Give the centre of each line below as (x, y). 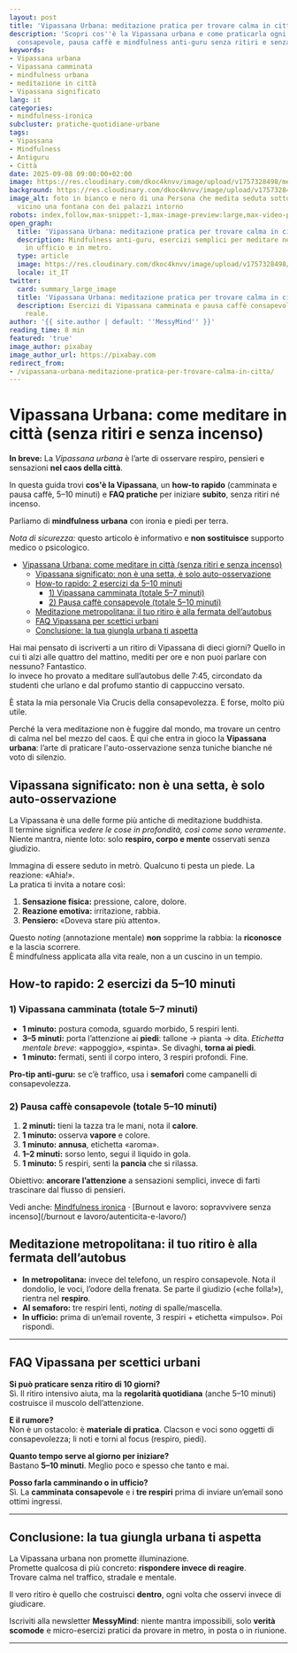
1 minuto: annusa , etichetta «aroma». (90, 1144)
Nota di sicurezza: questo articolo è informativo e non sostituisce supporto (147, 538)
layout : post (33, 17)
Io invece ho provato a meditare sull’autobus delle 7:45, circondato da (136, 676)
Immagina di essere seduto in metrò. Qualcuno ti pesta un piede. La (132, 865)
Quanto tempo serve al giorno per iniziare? (89, 1456)
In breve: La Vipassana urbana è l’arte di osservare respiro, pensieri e (137, 459)
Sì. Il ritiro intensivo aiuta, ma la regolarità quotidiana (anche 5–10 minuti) (143, 1393)
